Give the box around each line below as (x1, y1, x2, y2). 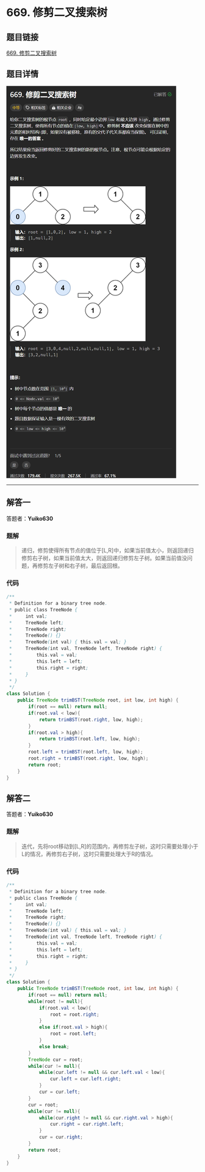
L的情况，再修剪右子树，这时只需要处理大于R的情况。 (21, 850, 157, 858)
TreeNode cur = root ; (28, 1056, 84, 1063)
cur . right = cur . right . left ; (49, 1121, 124, 1127)
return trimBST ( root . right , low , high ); (38, 716, 143, 723)
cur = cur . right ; (38, 1134, 84, 1140)
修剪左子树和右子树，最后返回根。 (37, 562, 123, 569)
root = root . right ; (49, 1011, 99, 1018)
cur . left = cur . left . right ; (49, 1076, 121, 1082)
